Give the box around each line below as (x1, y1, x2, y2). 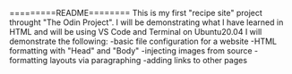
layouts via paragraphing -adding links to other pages (49, 55, 248, 65)
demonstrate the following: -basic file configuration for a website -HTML (9, 36, 278, 46)
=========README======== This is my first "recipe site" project (9, 8, 262, 18)
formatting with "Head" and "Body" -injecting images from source (9, 45, 253, 56)
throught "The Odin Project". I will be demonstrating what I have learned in (9, 17, 284, 28)
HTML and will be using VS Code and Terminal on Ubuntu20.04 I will (9, 27, 262, 37)
